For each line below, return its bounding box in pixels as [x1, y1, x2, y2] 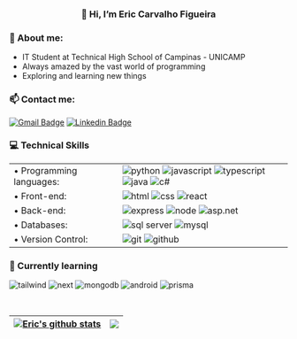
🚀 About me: [9, 31, 64, 43]
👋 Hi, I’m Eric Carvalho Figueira [80, 8, 217, 20]
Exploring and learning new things [21, 71, 148, 81]
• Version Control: [13, 233, 88, 245]
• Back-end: [13, 204, 66, 216]
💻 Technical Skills [9, 139, 90, 151]
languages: [13, 175, 60, 188]
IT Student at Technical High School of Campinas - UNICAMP [21, 52, 246, 63]
